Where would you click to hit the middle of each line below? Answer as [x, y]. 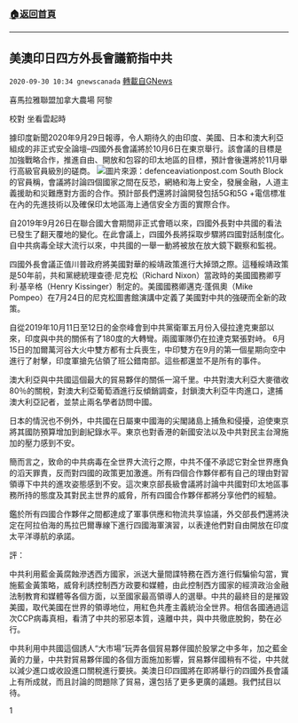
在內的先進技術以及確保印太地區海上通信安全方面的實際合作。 [122, 204]
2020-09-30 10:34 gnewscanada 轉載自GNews [91, 81]
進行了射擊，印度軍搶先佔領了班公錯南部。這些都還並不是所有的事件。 [137, 361]
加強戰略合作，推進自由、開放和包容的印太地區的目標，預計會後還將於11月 [145, 160]
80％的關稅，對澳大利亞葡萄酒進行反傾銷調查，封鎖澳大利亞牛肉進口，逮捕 [146, 391]
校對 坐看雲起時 [38, 119]
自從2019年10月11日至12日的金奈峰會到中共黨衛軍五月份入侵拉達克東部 [138, 328]
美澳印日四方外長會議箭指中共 [91, 58]
